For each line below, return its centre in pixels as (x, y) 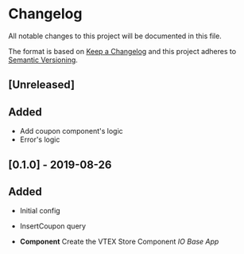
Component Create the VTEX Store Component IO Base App (119, 242)
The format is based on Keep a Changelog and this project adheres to (122, 51)
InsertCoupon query (52, 226)
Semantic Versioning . (43, 60)
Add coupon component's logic (71, 131)
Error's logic (40, 139)
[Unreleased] (42, 85)
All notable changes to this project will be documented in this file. (115, 36)
